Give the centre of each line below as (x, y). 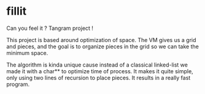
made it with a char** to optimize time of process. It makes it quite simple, (100, 71)
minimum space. (27, 52)
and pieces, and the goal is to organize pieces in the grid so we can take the (103, 46)
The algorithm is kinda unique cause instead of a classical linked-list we (97, 65)
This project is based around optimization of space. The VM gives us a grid (101, 40)
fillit (16, 11)
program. (18, 84)
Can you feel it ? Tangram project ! (50, 28)
